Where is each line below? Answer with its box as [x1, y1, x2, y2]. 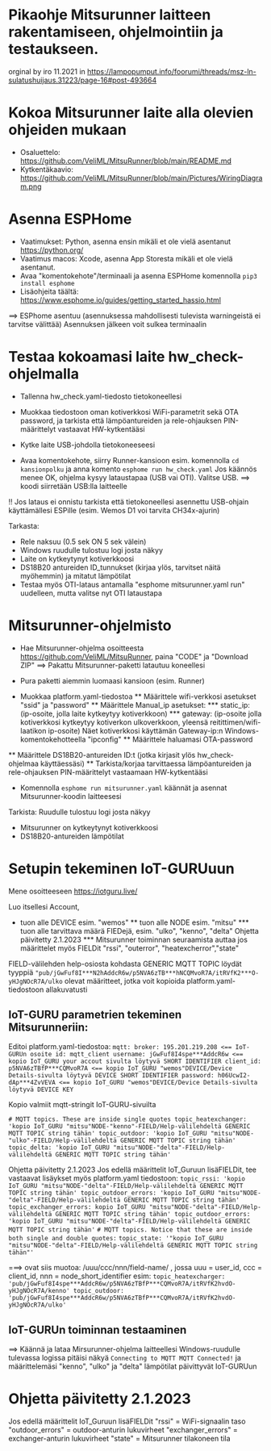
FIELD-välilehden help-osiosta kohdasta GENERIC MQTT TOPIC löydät [8, 959, 242, 968]
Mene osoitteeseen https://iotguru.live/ [8, 886, 138, 896]
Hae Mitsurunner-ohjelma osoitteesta [19, 643, 144, 653]
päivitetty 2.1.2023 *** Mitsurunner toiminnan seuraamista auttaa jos [19, 935, 248, 944]
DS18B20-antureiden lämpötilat [19, 831, 125, 841]
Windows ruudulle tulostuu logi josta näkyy [19, 545, 164, 554]
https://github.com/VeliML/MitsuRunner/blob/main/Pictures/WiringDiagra [19, 173, 263, 182]
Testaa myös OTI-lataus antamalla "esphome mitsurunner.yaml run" [19, 579, 245, 589]
